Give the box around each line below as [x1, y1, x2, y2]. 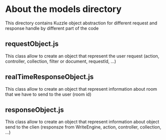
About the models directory [5, 3, 122, 15]
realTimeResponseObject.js [5, 73, 94, 81]
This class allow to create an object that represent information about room [5, 86, 158, 92]
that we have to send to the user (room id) [5, 91, 92, 97]
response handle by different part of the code [5, 25, 99, 31]
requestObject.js [5, 40, 59, 48]
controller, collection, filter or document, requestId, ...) [5, 58, 116, 64]
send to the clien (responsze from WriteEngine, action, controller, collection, [5, 124, 162, 130]
